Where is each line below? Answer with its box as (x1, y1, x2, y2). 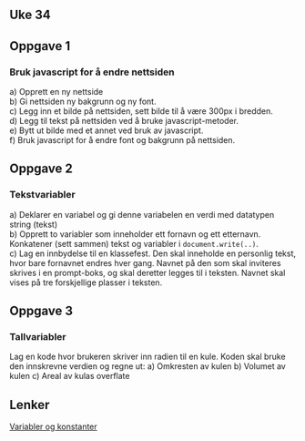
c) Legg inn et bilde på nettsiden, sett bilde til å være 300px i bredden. (9, 106, 273, 117)
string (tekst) (9, 219, 58, 230)
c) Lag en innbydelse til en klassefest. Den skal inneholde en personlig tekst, (9, 248, 297, 259)
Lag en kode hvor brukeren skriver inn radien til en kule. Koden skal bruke (9, 351, 286, 363)
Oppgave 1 (9, 38, 71, 54)
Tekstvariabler (9, 189, 76, 201)
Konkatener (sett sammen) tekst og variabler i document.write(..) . (9, 238, 259, 249)
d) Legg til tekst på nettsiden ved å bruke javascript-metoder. (9, 116, 239, 127)
